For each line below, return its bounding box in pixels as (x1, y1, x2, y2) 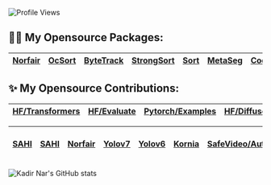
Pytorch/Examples (144, 105, 217, 117)
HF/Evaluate (87, 105, 136, 117)
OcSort (48, 55, 77, 66)
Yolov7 (103, 138, 131, 149)
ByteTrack (83, 55, 124, 66)
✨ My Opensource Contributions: (8, 81, 180, 96)
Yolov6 (138, 138, 166, 149)
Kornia (173, 138, 200, 149)
